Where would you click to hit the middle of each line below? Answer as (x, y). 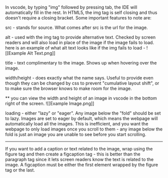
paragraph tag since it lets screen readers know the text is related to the (79, 159)
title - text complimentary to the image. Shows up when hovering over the (81, 63)
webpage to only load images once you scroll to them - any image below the (84, 129)
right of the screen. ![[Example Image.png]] (50, 103)
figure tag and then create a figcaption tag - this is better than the (73, 154)
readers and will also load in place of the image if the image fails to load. (79, 42)
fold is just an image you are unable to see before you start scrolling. (76, 134)
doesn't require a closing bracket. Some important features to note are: (78, 18)
